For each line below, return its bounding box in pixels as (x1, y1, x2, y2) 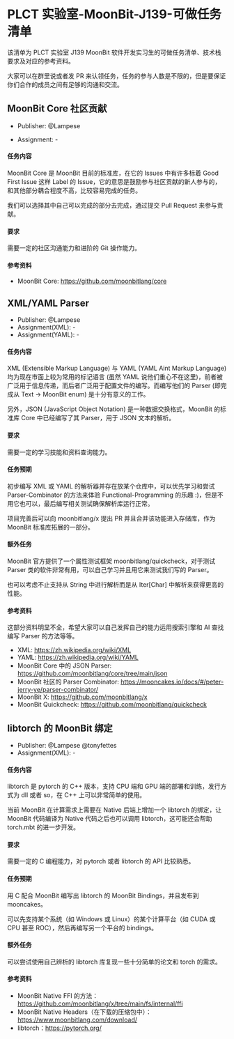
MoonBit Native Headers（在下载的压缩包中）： (17, 1008, 152, 1016)
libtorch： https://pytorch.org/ (17, 1024, 102, 1032)
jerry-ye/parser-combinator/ (17, 686, 99, 694)
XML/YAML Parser (7, 297, 89, 309)
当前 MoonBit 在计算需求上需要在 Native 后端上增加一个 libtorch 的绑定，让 (7, 806, 222, 814)
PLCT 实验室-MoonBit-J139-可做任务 (7, 6, 221, 22)
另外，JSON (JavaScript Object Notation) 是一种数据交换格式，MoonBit (7, 405, 212, 413)
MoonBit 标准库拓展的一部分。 (7, 523, 94, 531)
